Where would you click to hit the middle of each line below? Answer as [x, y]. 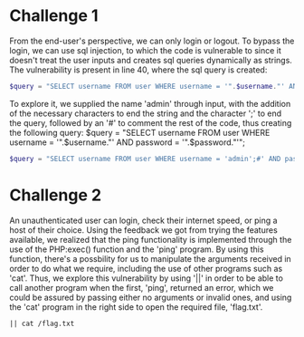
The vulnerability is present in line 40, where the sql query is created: [138, 70]
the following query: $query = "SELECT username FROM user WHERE [140, 132]
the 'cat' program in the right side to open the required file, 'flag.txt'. [136, 307]
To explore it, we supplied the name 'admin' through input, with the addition [150, 103]
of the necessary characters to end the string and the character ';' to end [146, 113]
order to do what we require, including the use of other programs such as [146, 268]
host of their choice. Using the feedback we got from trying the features [143, 230]
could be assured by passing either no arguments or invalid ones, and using [151, 297]
